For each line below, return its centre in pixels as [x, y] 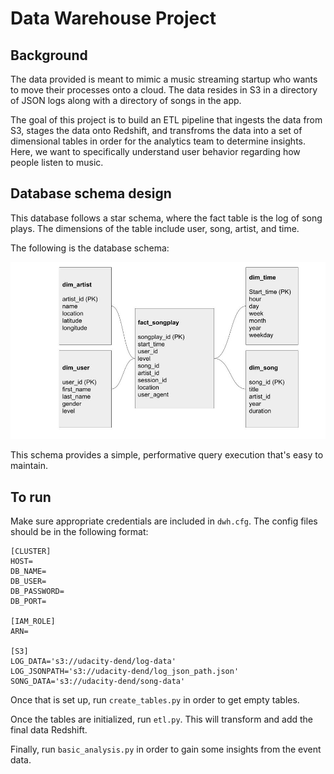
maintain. [29, 466]
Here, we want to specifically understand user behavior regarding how [155, 151]
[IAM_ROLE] [33, 622]
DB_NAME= [28, 572]
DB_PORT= [28, 602]
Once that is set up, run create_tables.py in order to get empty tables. [155, 700]
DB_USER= [28, 582]
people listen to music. [57, 162]
